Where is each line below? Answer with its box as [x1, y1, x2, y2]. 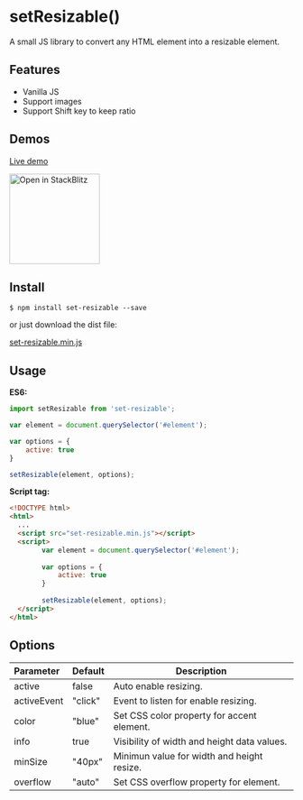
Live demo [9, 155, 49, 166]
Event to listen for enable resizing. [113, 694, 257, 707]
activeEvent [14, 694, 64, 707]
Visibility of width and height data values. [113, 735, 288, 748]
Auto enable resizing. [113, 679, 203, 692]
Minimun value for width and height [113, 749, 263, 762]
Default [71, 665, 106, 677]
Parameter [14, 665, 60, 677]
